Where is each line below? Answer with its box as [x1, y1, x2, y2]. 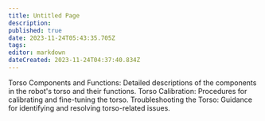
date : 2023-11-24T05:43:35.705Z [8, 33, 115, 42]
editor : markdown [8, 49, 66, 57]
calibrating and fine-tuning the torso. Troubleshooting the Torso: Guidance [8, 95, 253, 104]
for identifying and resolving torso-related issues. [8, 103, 171, 112]
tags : [8, 41, 26, 49]
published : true [8, 26, 62, 34]
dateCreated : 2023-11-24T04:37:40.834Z [8, 57, 141, 64]
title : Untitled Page [8, 11, 80, 20]
